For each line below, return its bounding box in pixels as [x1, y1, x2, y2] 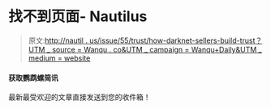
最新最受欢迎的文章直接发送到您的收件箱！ [8, 92, 151, 102]
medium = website [28, 53, 91, 63]
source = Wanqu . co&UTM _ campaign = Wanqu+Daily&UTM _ [52, 44, 262, 54]
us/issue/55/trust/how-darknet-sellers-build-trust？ [88, 36, 263, 45]
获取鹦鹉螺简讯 [8, 73, 58, 82]
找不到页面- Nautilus [8, 7, 148, 26]
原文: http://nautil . [28, 36, 88, 45]
